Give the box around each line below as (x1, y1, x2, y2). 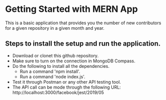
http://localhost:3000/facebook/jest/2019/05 (12, 89, 104, 95)
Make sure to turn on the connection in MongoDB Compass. (12, 58, 136, 64)
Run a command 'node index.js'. (19, 73, 85, 80)
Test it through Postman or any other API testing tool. (12, 79, 121, 85)
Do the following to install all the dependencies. (12, 63, 110, 69)
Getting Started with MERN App (5, 3, 138, 15)
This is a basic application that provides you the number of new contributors (5, 20, 162, 26)
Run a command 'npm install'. (19, 68, 81, 74)
